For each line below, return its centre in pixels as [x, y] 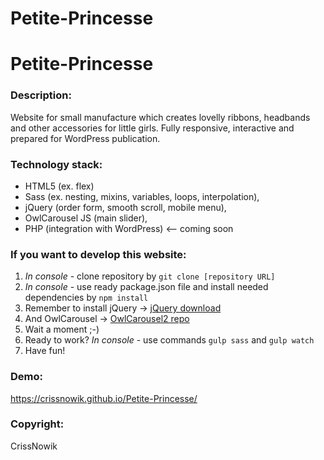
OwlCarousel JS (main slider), [86, 218]
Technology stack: [56, 164]
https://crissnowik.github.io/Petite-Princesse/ [104, 398]
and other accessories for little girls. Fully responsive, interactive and [152, 128]
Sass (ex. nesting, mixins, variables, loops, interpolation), [142, 196]
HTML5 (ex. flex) [59, 186]
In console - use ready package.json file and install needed [146, 287]
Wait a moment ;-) [62, 329]
